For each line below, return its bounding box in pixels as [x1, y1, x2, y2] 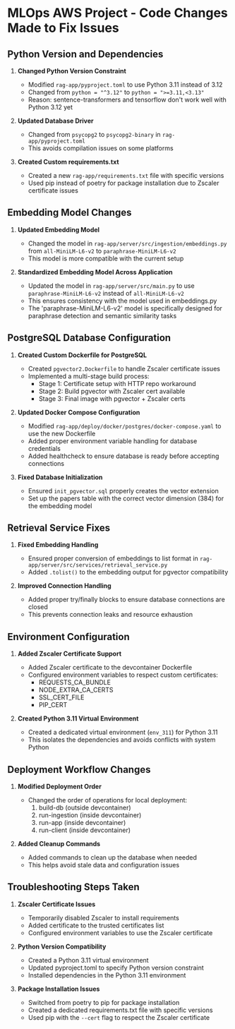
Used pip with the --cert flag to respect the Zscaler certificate [28, 1013, 210, 1021]
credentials [28, 444, 61, 452]
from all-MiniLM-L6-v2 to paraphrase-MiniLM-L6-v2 [28, 246, 176, 255]
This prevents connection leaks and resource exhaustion [28, 610, 193, 619]
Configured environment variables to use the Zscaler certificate [28, 928, 213, 937]
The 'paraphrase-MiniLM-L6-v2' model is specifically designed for [28, 303, 222, 312]
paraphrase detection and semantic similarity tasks [28, 311, 177, 320]
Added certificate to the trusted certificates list [28, 921, 164, 929]
